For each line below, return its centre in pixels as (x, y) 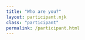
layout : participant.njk (36, 17)
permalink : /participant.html (43, 28)
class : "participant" (33, 22)
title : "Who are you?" (34, 11)
